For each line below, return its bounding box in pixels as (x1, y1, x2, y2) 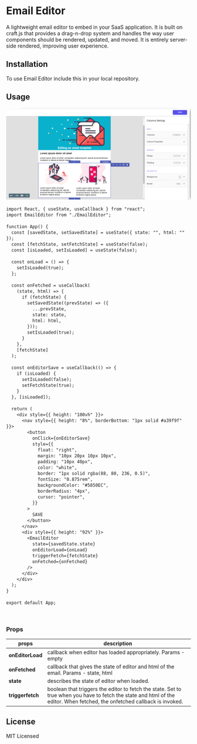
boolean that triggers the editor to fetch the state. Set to (47, 686, 182, 693)
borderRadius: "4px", (37, 488, 91, 494)
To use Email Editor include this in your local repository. (6, 75, 140, 82)
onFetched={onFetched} (32, 558, 88, 565)
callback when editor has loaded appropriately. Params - (47, 648, 185, 656)
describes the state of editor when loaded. (47, 678, 150, 685)
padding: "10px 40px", (37, 458, 93, 465)
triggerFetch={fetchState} (32, 552, 98, 559)
